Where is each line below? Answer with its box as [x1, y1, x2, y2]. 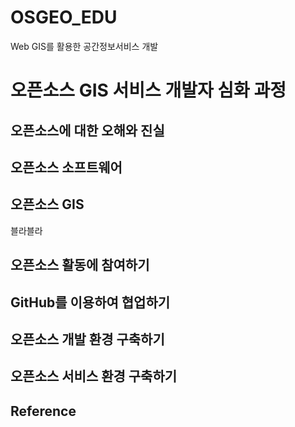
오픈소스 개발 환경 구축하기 [10, 331, 165, 348]
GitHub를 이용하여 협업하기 [10, 294, 171, 311]
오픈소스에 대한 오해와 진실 [10, 122, 165, 139]
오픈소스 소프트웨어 [10, 159, 123, 176]
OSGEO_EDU [10, 6, 118, 29]
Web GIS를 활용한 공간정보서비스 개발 [10, 40, 159, 52]
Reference [10, 402, 77, 420]
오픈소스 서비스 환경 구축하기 [10, 368, 178, 385]
